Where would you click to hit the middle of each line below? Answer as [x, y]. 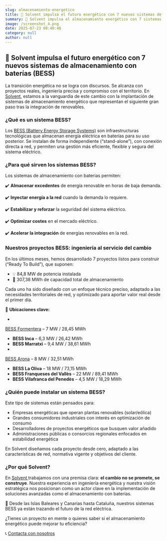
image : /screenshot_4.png [32, 24]
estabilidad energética [35, 439]
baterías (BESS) [30, 74]
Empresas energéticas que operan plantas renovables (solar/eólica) [82, 412]
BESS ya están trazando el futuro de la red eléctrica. [59, 509]
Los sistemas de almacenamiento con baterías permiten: [63, 176]
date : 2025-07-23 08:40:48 [33, 28]
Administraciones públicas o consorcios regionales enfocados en [80, 434]
